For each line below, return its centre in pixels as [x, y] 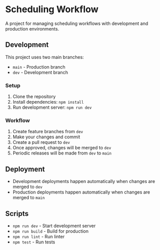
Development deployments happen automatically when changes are [84, 181]
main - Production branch [39, 67]
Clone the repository [34, 97]
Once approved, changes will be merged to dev [62, 148]
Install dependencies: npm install [48, 102]
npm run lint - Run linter [39, 236]
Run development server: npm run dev [52, 107]
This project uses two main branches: [45, 57]
